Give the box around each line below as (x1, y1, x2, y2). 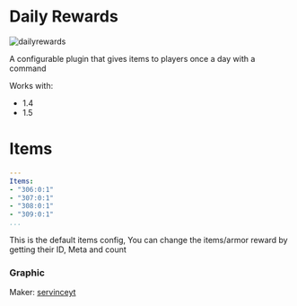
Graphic (9, 267, 45, 279)
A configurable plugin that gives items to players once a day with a (9, 53, 256, 64)
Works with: (9, 80, 54, 91)
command (9, 63, 47, 74)
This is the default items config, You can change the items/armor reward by (9, 235, 289, 245)
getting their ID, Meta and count (9, 244, 127, 255)
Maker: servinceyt (9, 287, 76, 298)
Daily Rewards (9, 6, 118, 27)
